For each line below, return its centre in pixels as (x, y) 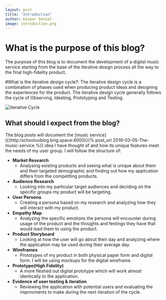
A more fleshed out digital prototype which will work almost (81, 271)
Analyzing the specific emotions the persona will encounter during (88, 218)
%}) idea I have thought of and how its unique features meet (97, 145)
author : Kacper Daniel (29, 19)
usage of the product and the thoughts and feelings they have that (87, 223)
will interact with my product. (49, 208)
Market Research (30, 160)
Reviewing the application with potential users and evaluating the (86, 287)
